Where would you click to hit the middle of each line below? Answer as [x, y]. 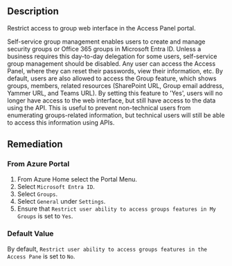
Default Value [30, 233]
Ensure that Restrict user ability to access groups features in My [116, 209]
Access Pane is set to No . [41, 256]
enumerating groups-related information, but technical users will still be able [116, 115]
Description [33, 11]
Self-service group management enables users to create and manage [106, 42]
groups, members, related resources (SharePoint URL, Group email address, [116, 85]
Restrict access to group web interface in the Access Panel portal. [101, 28]
